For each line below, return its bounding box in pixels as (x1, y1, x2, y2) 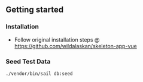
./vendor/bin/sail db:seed (5, 71, 73, 77)
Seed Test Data (5, 57, 51, 65)
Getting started (5, 5, 64, 15)
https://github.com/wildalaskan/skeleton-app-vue (14, 42, 137, 49)
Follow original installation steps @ (14, 36, 100, 43)
